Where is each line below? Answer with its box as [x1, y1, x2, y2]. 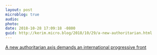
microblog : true [5, 12, 39, 17]
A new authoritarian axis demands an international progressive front [5, 44, 146, 50]
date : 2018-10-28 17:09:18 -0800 [5, 26, 76, 31]
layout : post [5, 7, 33, 12]
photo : [5, 21, 19, 26]
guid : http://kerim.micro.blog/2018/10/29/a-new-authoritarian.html [5, 30, 152, 35]
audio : [5, 16, 19, 21]
